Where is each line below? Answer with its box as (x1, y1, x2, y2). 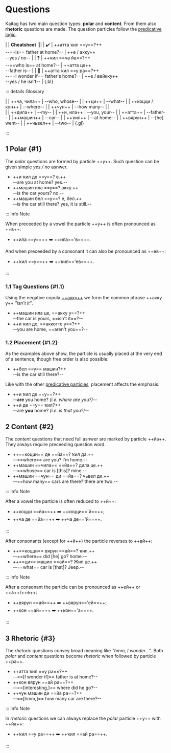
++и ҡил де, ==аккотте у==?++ (12, 321, 81, 327)
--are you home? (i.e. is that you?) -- (12, 408, 89, 414)
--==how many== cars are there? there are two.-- (12, 478, 118, 484)
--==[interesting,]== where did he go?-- (12, 684, 98, 691)
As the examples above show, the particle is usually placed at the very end (5, 350, 162, 357)
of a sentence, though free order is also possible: (5, 356, 109, 362)
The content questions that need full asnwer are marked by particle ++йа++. (5, 436, 166, 442)
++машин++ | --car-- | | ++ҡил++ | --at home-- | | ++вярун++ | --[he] (14, 114, 164, 121)
